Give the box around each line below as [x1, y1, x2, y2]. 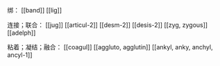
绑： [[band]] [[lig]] [7, 6, 62, 14]
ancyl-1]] [7, 51, 33, 59]
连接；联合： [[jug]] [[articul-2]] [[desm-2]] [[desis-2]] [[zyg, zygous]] [7, 21, 208, 29]
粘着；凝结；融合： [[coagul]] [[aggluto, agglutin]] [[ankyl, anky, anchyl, [7, 43, 213, 51]
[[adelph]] [7, 28, 36, 37]
